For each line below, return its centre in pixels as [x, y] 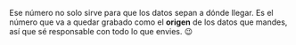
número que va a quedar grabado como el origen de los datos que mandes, [148, 22]
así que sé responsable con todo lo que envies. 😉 [101, 31]
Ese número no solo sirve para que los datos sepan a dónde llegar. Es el [141, 13]
